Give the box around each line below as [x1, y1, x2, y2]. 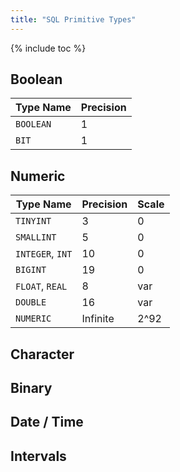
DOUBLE [15, 297, 47, 308]
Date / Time [10, 414, 84, 431]
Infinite [81, 312, 115, 326]
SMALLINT [15, 232, 57, 243]
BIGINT [15, 264, 47, 276]
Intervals [10, 447, 67, 465]
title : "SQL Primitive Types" [10, 14, 137, 25]
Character [10, 346, 75, 363]
